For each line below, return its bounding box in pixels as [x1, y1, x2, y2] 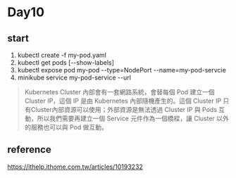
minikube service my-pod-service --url [17, 73, 132, 82]
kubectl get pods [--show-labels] [17, 58, 115, 67]
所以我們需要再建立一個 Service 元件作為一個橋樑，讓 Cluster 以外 [37, 114, 229, 122]
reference [7, 144, 51, 155]
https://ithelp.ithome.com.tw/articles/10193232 [7, 163, 143, 171]
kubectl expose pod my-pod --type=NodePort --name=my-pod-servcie [17, 66, 227, 74]
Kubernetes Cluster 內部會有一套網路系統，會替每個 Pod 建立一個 [24, 88, 215, 96]
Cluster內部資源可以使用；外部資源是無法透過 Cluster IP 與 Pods [30, 106, 217, 113]
